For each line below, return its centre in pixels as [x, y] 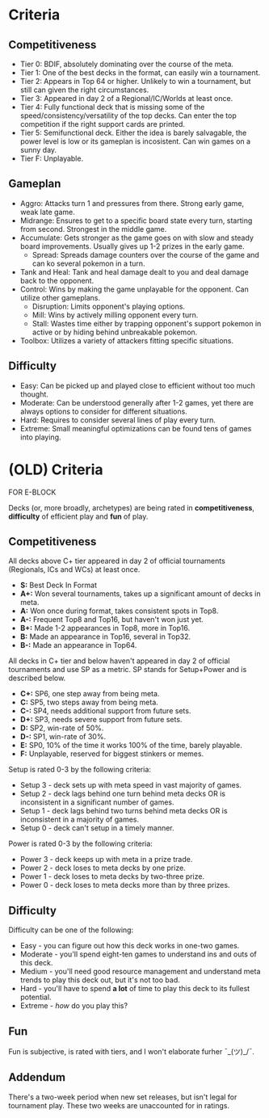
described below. [37, 678]
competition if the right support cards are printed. [103, 124]
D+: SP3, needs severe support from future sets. [101, 720]
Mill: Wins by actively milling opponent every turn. [115, 315]
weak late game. [47, 212]
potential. [36, 997]
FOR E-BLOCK [32, 492]
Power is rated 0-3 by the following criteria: [81, 844]
